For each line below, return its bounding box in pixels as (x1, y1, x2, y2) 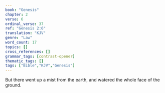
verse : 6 (5, 16, 24, 21)
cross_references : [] (5, 49, 51, 54)
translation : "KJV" (5, 30, 46, 35)
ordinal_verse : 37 (5, 21, 44, 26)
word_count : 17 (5, 40, 37, 45)
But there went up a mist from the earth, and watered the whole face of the (5, 77, 160, 83)
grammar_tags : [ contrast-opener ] (5, 53, 75, 59)
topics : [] (5, 44, 28, 49)
